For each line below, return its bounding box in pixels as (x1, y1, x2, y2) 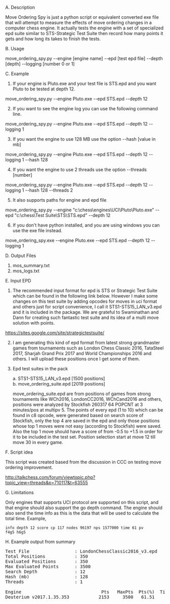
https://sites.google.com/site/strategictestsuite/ (5, 330, 105, 336)
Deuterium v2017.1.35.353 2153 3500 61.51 (5, 594, 155, 600)
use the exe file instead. (12, 228, 63, 233)
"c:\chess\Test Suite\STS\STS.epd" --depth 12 (14, 212, 111, 218)
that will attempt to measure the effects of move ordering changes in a (5, 20, 152, 25)
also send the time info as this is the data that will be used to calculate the (5, 510, 159, 516)
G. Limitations (5, 490, 34, 495)
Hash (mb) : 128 (5, 574, 89, 580)
